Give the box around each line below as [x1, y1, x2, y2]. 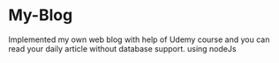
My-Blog [8, 5, 73, 25]
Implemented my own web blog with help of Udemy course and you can [8, 34, 270, 45]
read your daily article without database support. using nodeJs [8, 43, 237, 53]
